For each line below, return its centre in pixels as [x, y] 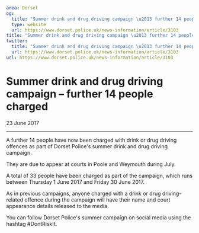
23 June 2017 [23, 123]
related [15, 200]
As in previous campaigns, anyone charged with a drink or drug [84, 193]
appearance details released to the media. [57, 206]
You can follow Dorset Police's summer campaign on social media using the [99, 217]
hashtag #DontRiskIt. [32, 224]
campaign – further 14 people [80, 94]
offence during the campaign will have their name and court [97, 200]
